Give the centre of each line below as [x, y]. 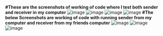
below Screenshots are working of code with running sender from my [79, 18]
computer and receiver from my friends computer [58, 23]
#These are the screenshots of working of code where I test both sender [82, 7]
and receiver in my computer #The [79, 12]
